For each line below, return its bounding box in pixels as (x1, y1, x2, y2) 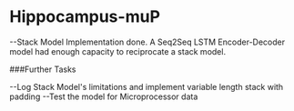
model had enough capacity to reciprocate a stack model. (9, 45, 226, 56)
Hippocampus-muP (9, 6, 161, 27)
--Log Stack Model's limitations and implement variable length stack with (9, 81, 284, 92)
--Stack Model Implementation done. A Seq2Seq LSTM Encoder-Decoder (9, 36, 285, 47)
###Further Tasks (9, 64, 76, 75)
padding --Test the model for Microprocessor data (9, 91, 198, 102)
